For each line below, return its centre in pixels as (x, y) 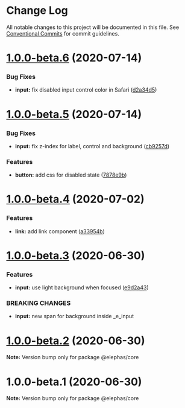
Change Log (37, 11)
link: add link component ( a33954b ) (60, 231)
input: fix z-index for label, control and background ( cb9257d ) (92, 146)
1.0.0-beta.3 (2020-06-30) (76, 255)
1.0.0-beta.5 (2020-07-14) (74, 114)
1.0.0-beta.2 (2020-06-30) (76, 341)
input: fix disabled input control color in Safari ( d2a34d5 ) (86, 90)
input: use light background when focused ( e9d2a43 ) (82, 287)
